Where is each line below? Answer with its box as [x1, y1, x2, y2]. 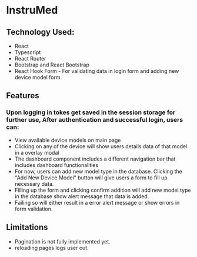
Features [6, 91, 39, 101]
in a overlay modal [14, 149, 59, 156]
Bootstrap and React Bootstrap [14, 61, 89, 68]
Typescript [14, 49, 41, 56]
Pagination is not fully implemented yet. [14, 238, 111, 245]
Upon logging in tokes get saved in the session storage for [6, 108, 176, 116]
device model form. [14, 74, 62, 81]
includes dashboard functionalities [14, 161, 99, 168]
